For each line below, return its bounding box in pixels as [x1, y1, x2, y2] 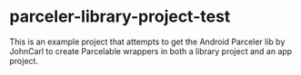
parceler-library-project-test [9, 6, 231, 27]
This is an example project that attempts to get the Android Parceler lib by [9, 36, 286, 47]
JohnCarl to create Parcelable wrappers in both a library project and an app [9, 45, 293, 56]
